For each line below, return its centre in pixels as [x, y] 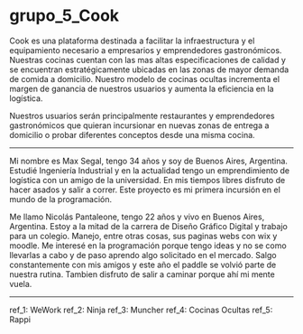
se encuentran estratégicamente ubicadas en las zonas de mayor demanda [149, 70]
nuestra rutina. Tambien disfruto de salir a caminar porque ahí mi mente [142, 274]
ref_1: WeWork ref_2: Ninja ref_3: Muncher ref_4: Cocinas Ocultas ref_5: [141, 310]
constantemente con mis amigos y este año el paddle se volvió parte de [143, 264]
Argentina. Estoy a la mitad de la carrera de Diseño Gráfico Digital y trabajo [149, 226]
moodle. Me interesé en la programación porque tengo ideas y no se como [148, 246]
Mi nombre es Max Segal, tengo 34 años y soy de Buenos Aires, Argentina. [149, 161]
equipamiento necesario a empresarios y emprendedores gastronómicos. [146, 50]
